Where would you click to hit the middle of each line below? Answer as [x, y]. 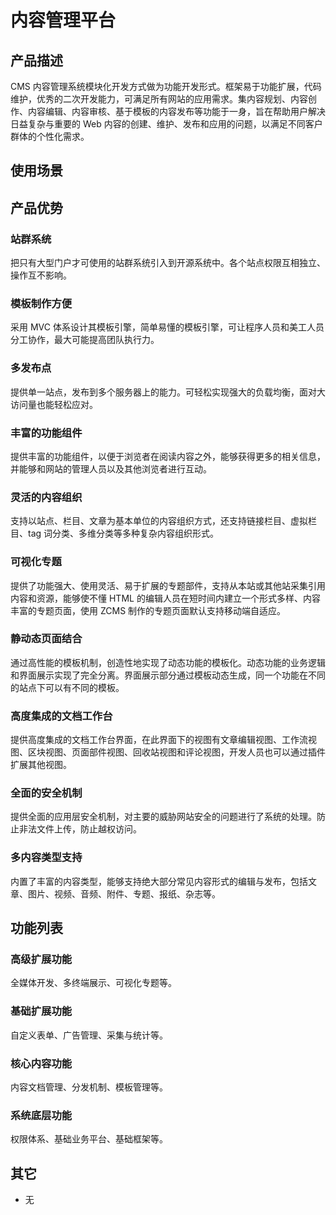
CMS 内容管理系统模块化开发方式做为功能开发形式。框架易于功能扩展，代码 [166, 86]
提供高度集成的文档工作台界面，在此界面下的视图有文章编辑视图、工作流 [159, 740]
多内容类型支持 [46, 858]
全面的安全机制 [46, 793]
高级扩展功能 [41, 959]
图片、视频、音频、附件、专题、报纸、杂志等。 [124, 893]
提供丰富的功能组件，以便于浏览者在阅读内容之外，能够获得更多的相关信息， [168, 456]
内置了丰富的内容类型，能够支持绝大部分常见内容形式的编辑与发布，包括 [159, 881]
